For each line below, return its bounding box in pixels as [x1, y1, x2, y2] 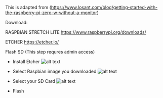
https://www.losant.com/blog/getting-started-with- [51, 5, 158, 10]
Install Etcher [12, 59, 40, 65]
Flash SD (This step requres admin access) [5, 49, 95, 55]
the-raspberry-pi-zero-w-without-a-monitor [5, 10, 97, 16]
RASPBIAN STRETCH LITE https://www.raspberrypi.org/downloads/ [5, 29, 147, 35]
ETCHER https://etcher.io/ [5, 39, 59, 45]
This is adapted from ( [5, 5, 52, 10]
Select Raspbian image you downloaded [12, 68, 97, 74]
